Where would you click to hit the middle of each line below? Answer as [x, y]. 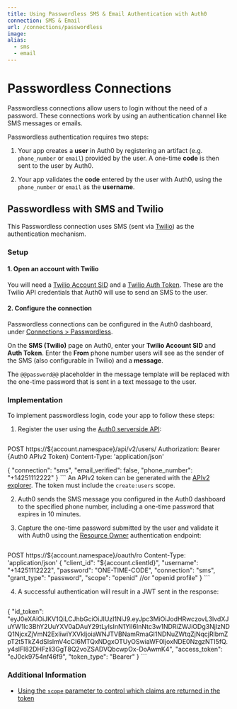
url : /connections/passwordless [55, 27]
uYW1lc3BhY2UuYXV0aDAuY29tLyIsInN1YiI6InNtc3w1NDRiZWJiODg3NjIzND [118, 627]
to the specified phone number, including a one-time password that [116, 506]
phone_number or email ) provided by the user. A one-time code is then [118, 158]
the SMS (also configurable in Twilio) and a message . [86, 360]
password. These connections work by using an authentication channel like [117, 115]
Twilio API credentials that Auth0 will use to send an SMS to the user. [108, 292]
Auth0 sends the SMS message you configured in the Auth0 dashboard [122, 499]
